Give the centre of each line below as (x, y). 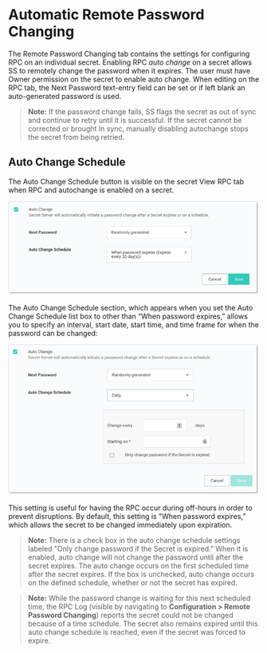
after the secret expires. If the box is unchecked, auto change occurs (141, 574)
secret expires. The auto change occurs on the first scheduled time (138, 566)
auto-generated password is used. (65, 96)
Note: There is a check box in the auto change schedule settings (134, 540)
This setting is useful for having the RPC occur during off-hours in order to (130, 508)
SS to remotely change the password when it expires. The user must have (130, 70)
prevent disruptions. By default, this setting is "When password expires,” (127, 516)
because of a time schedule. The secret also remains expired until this (143, 623)
